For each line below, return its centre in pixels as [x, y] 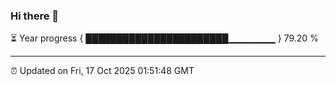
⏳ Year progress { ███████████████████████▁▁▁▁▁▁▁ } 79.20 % [164, 38]
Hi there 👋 [35, 16]
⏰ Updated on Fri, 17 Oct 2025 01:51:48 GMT [102, 71]
